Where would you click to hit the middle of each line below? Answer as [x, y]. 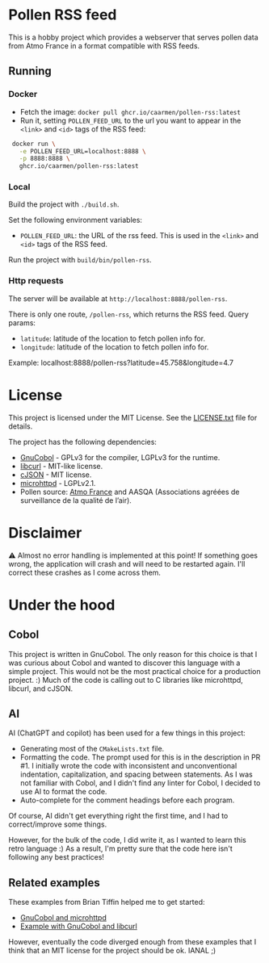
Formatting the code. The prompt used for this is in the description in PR [140, 757]
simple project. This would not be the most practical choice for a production [134, 671]
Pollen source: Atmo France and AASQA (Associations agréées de [130, 492]
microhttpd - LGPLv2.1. [58, 483]
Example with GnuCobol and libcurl [78, 927]
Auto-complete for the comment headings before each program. [127, 800]
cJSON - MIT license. [56, 475]
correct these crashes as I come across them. [85, 572]
